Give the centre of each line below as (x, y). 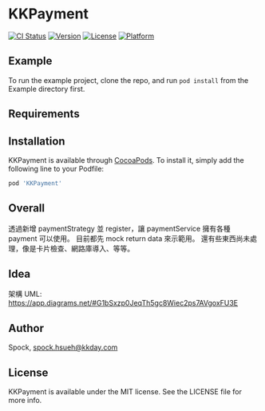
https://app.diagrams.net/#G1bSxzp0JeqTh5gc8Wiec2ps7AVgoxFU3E (123, 303)
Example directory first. (47, 89)
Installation (37, 141)
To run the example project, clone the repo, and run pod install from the (129, 80)
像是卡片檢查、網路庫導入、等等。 (78, 248)
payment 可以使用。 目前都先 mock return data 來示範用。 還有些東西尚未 (129, 238)
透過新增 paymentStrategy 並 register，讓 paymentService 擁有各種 (119, 228)
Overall (27, 208)
